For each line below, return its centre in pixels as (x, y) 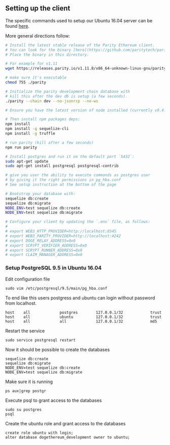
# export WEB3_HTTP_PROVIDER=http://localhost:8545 (61, 231)
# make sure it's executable (36, 78)
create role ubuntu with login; (39, 433)
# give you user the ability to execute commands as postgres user (78, 175)
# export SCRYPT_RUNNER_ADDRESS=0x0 (44, 250)
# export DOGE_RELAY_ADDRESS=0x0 (40, 241)
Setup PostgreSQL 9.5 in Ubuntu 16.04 (54, 268)
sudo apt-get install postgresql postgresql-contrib (62, 166)
